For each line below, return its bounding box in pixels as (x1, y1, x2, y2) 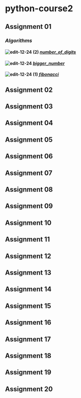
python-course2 (5, 3, 73, 14)
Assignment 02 (5, 86, 53, 94)
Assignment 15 (5, 302, 51, 310)
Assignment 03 (5, 102, 53, 111)
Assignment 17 (5, 335, 51, 343)
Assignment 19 (5, 368, 52, 376)
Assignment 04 (5, 119, 53, 127)
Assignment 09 (5, 202, 53, 210)
